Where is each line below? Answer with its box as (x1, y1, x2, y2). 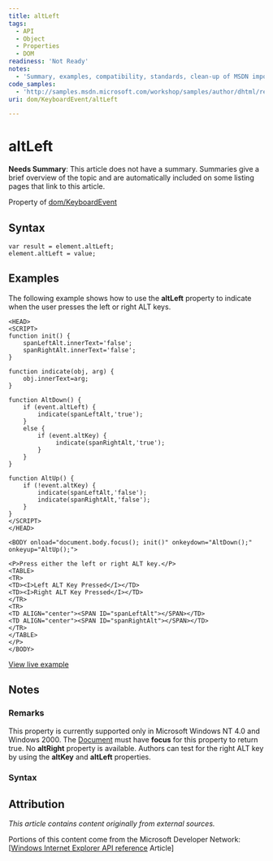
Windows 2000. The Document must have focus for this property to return (8, 734, 258, 745)
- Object (15, 34, 45, 43)
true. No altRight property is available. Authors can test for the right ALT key (8, 743, 264, 753)
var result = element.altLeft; (8, 243, 115, 251)
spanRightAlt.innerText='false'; (23, 346, 136, 354)
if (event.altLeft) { (23, 403, 96, 411)
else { (23, 424, 45, 432)
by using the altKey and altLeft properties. (8, 752, 152, 762)
